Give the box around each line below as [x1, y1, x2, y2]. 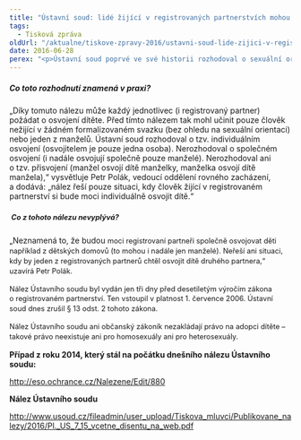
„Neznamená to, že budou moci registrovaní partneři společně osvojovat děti [9, 235, 277, 246]
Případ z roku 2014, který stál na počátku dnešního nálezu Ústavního [9, 349, 271, 360]
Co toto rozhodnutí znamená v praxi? [9, 82, 151, 93]
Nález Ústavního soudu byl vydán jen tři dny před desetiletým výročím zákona [9, 284, 272, 294]
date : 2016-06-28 [9, 47, 74, 56]
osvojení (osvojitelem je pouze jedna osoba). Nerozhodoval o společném [9, 142, 278, 153]
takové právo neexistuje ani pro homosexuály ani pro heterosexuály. [9, 332, 239, 341]
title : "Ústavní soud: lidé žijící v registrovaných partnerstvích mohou [9, 13, 291, 22]
